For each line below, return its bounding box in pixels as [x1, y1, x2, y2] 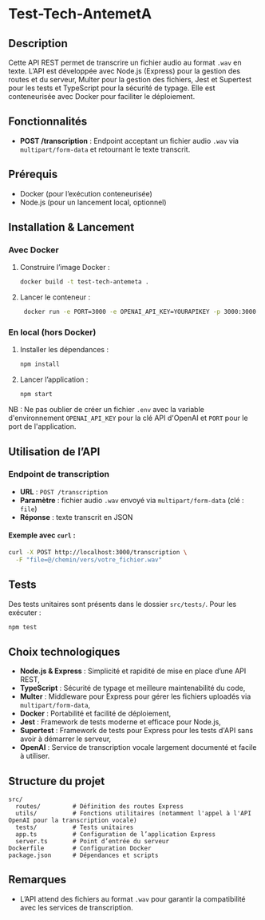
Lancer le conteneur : [19, 292, 90, 302]
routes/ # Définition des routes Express [15, 803, 184, 811]
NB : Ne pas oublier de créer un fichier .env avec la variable [8, 405, 205, 414]
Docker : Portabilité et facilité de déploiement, [19, 708, 172, 719]
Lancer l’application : [19, 375, 89, 384]
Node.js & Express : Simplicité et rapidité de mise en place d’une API [19, 666, 247, 676]
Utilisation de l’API [8, 445, 101, 458]
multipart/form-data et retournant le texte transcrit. [19, 145, 191, 154]
